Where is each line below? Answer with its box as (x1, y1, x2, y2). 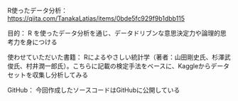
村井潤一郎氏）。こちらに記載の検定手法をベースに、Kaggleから (26, 62, 211, 70)
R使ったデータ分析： (7, 6, 68, 14)
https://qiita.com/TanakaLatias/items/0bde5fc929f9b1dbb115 (7, 14, 185, 23)
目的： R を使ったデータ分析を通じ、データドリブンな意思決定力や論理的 (7, 29, 220, 37)
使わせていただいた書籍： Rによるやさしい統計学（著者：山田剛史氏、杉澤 (7, 53, 225, 61)
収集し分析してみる (31, 70, 89, 79)
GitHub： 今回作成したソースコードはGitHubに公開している (7, 86, 180, 94)
